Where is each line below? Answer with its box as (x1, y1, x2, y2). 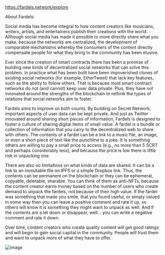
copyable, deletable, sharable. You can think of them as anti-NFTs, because (5, 178, 159, 184)
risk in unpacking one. (5, 153, 50, 159)
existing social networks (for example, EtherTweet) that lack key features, (5, 75, 154, 81)
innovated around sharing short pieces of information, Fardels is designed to (5, 116, 161, 122)
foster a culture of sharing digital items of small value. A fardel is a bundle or (5, 121, 160, 127)
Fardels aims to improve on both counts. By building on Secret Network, (5, 106, 151, 111)
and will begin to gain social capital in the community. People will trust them (5, 230, 159, 235)
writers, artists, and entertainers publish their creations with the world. (5, 29, 148, 34)
